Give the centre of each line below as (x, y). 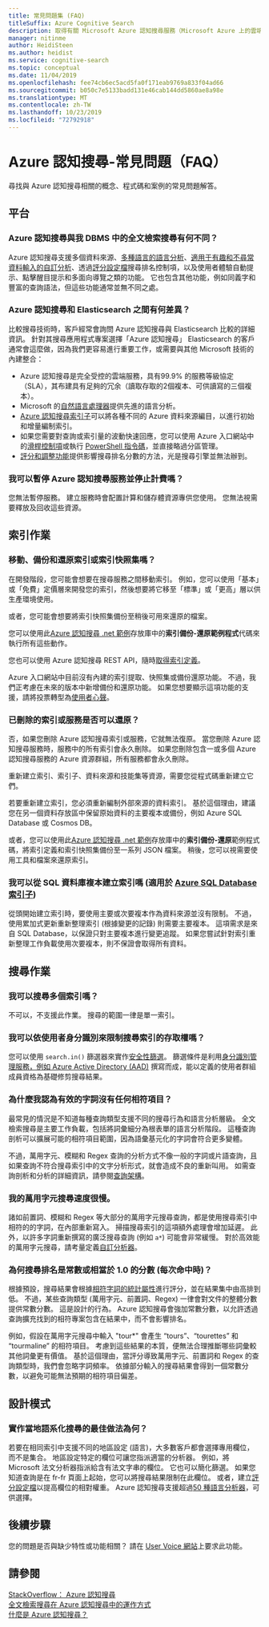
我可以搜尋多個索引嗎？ (53, 996)
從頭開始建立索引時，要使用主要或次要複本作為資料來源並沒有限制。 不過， (132, 914)
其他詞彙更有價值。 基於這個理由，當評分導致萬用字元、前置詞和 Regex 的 (130, 1356)
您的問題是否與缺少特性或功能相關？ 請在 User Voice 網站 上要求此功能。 (127, 1545)
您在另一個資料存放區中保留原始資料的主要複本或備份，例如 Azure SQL (125, 813)
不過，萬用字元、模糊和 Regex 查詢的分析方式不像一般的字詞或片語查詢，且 (133, 1155)
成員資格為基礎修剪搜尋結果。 (57, 1077)
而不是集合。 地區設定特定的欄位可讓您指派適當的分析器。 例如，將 (119, 1457)
